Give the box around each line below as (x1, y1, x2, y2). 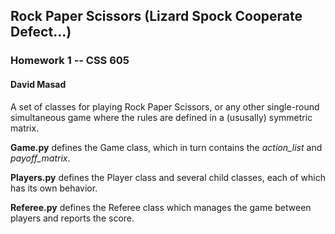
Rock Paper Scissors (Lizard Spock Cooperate (10, 8, 303, 25)
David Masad (10, 78, 67, 90)
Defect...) (10, 24, 72, 41)
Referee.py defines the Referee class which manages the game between (10, 201, 312, 213)
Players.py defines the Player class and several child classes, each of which (10, 171, 326, 183)
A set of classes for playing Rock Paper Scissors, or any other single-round (10, 100, 320, 113)
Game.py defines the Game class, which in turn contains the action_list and (10, 141, 323, 153)
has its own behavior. (10, 182, 98, 194)
